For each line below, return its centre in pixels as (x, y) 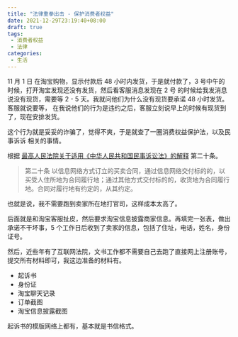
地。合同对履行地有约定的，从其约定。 (80, 188)
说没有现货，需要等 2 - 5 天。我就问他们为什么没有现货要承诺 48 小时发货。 (118, 99)
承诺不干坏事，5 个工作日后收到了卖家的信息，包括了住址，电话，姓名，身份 (119, 227)
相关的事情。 (46, 140)
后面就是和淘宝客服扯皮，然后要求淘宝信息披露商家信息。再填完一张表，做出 (119, 219)
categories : (25, 54)
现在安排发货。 (41, 116)
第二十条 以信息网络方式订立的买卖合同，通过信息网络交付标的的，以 (125, 170)
